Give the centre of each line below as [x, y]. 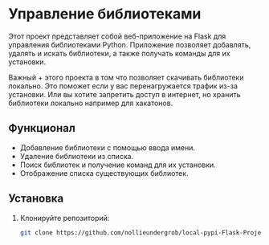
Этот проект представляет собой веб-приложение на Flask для [117, 36]
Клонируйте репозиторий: [65, 218]
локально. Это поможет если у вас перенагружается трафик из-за [123, 86]
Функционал [42, 128]
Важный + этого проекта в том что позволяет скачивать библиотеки [126, 77]
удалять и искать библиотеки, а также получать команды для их [119, 53]
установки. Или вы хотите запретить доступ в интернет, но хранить [124, 94]
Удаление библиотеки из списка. [77, 156]
